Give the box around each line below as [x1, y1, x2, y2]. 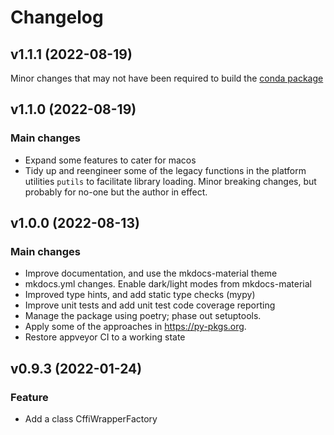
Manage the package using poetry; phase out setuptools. [24, 310, 262, 322]
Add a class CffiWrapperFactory [24, 413, 158, 425]
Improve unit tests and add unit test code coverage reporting [24, 299, 276, 311]
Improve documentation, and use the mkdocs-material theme [24, 267, 278, 280]
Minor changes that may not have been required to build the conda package [10, 72, 324, 84]
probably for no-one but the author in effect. [24, 186, 208, 198]
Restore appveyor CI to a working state [24, 331, 186, 343]
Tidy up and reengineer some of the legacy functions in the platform [24, 164, 307, 176]
